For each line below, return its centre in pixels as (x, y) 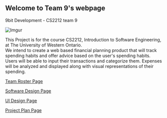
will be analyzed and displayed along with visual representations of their (79, 66)
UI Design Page (21, 100)
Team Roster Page (24, 81)
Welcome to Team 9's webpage (55, 8)
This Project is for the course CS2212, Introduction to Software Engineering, (83, 39)
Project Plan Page (23, 110)
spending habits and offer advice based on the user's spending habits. (78, 55)
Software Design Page (28, 91)
